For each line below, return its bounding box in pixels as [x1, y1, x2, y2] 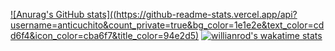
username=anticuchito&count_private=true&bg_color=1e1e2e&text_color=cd [10, 19, 325, 31]
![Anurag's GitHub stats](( [10, 9, 117, 20]
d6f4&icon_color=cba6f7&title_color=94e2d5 [10, 30, 197, 41]
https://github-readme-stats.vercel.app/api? [116, 9, 298, 20]
